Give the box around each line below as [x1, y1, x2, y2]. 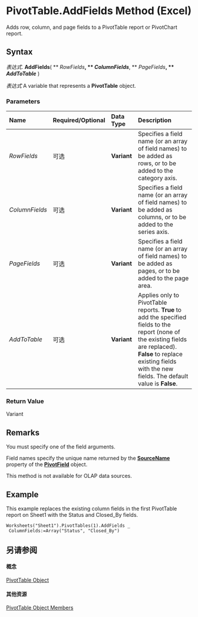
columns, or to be [138, 213, 187, 222]
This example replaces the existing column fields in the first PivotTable [6, 505, 177, 512]
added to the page [138, 274, 189, 282]
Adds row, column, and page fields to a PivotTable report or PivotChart [6, 24, 178, 31]
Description [138, 116, 172, 124]
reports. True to [138, 306, 181, 314]
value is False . [138, 380, 178, 388]
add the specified [138, 314, 187, 322]
